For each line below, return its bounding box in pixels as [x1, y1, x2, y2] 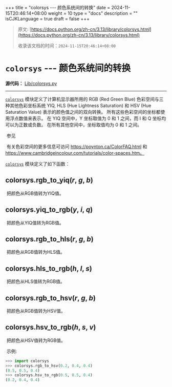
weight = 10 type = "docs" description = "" [48, 10, 138, 16]
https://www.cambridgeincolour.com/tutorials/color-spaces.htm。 [5, 150, 145, 156]
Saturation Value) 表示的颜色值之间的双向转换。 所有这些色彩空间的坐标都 [5, 109, 161, 115]
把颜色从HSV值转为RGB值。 [6, 337, 66, 343]
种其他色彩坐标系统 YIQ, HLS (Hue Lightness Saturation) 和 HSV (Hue [5, 102, 152, 109]
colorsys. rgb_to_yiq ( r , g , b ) [5, 176, 93, 185]
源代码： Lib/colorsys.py [5, 80, 57, 86]
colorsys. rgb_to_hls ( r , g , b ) [5, 235, 94, 243]
